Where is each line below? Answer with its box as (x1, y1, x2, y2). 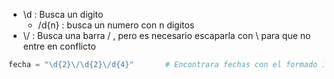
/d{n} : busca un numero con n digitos (37, 19, 195, 31)
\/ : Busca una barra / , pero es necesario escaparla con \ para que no (22, 30, 311, 41)
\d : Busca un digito (22, 9, 104, 20)
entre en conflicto (22, 40, 96, 52)
